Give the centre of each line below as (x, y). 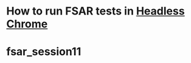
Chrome (27, 24)
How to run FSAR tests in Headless (95, 11)
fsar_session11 (44, 52)
